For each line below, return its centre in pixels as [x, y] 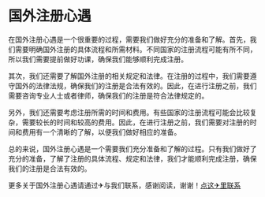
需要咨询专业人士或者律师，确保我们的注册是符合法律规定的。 [108, 95]
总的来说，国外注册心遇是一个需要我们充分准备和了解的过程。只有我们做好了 [132, 149]
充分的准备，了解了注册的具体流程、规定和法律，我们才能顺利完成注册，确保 [132, 158]
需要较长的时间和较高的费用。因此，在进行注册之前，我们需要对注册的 [136, 122]
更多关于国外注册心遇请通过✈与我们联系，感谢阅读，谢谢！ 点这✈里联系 [125, 185]
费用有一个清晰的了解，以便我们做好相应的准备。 [101, 132]
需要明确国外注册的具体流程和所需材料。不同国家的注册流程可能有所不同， [136, 49]
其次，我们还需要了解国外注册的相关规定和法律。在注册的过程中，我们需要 [129, 76]
